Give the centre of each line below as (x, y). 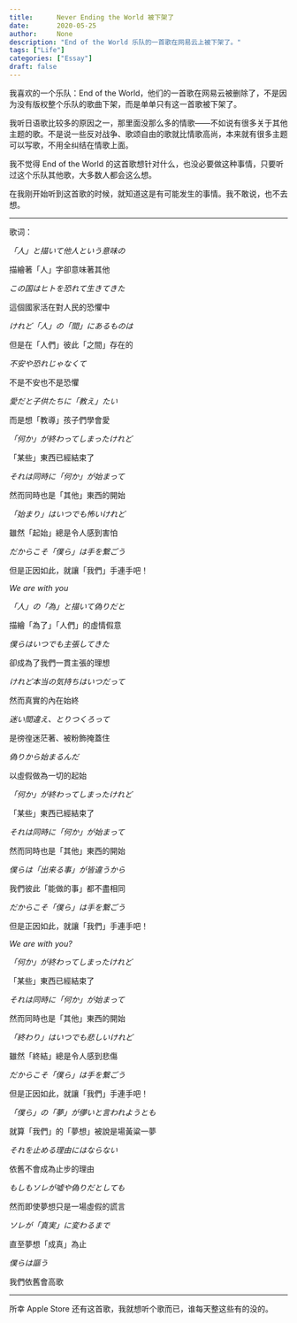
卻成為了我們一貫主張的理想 (60, 662)
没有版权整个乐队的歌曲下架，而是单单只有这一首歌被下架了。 (129, 104)
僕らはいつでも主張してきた (60, 643)
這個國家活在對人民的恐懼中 (60, 307)
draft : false (33, 67)
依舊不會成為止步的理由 (52, 1168)
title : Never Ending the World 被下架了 (92, 17)
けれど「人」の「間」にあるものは (71, 326)
